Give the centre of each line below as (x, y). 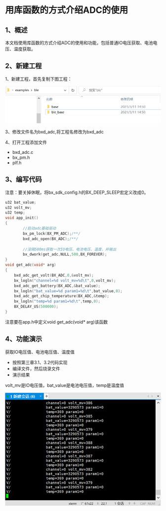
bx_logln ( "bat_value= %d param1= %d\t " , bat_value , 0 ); (68, 291)
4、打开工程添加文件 (26, 142)
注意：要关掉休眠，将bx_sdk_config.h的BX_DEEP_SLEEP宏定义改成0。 (77, 192)
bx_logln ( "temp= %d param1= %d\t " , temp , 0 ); (57, 302)
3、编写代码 (23, 179)
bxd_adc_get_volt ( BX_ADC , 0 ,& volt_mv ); (54, 275)
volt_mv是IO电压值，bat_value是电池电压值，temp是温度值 (65, 385)
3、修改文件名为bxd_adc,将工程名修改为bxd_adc (54, 132)
